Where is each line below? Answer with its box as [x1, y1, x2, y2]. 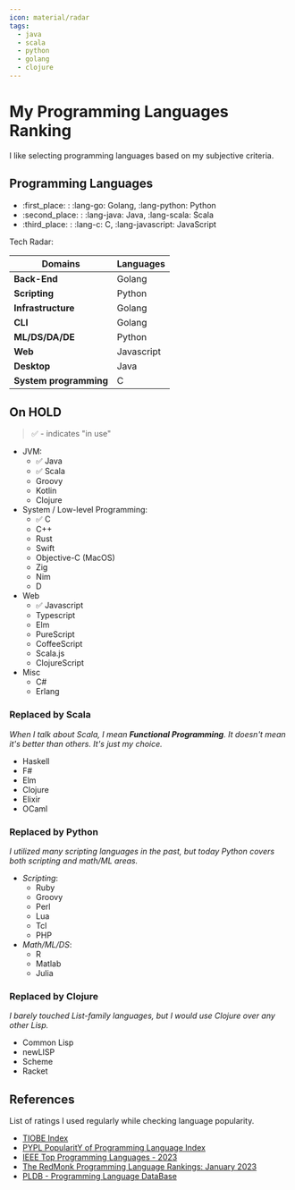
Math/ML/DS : [21, 939, 72, 950]
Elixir [21, 794, 41, 804]
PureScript [35, 629, 75, 640]
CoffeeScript [35, 639, 83, 650]
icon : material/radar [9, 13, 90, 22]
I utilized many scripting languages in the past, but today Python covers [9, 846, 275, 857]
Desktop [13, 360, 51, 372]
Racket [21, 1066, 48, 1076]
